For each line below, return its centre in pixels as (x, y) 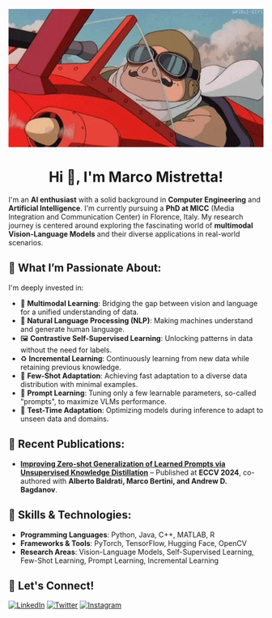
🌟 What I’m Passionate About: (85, 268)
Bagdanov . (39, 489)
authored (35, 481)
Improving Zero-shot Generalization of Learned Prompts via (123, 463)
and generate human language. (72, 329)
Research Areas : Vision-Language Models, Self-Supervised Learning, (137, 552)
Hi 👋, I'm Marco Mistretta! (136, 177)
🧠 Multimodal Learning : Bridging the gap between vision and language (139, 303)
